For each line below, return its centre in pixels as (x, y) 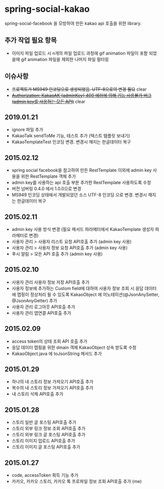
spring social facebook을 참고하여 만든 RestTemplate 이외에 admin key (82, 170)
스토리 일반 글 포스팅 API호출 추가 (44, 423)
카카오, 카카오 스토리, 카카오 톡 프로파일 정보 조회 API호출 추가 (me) (77, 482)
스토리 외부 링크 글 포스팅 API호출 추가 (48, 435)
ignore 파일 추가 (27, 130)
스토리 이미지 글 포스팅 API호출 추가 (46, 447)
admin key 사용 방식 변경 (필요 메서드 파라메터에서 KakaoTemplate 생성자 (83, 229)
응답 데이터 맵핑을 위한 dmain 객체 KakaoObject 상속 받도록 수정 (74, 347)
